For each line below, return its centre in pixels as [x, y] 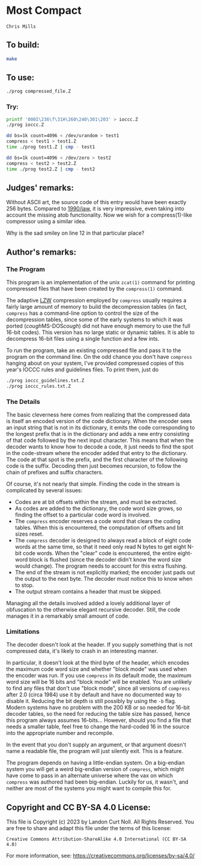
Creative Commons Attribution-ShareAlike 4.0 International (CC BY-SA [96, 839]
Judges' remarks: [40, 188]
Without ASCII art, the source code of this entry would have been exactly [96, 202]
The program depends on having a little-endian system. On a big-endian [95, 763]
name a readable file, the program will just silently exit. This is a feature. [95, 751]
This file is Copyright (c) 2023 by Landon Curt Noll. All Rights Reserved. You [100, 822]
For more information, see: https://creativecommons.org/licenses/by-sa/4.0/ [100, 856]
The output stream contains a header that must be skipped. [88, 592]
